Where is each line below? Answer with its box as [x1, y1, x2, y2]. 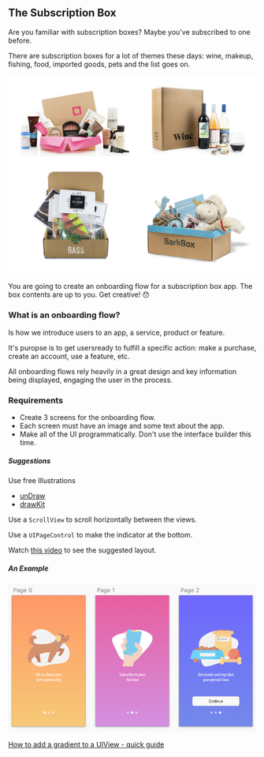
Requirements [8, 395, 64, 406]
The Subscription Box [8, 6, 117, 20]
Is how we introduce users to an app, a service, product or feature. [8, 328, 225, 337]
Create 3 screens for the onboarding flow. [19, 413, 156, 422]
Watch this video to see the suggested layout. [8, 545, 157, 555]
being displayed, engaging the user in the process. [8, 375, 173, 384]
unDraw [19, 491, 46, 500]
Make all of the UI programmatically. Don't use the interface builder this [19, 429, 252, 439]
